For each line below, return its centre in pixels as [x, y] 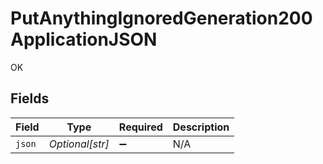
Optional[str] [79, 144]
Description [201, 127]
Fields [30, 98]
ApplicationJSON [84, 39]
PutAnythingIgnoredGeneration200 [161, 18]
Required [140, 127]
